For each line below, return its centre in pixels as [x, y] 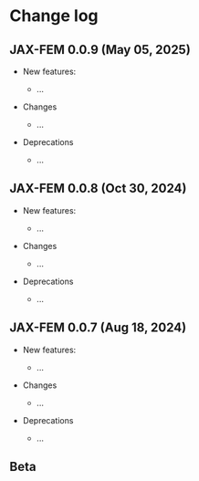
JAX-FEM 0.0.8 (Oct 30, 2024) [98, 188]
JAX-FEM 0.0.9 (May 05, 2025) [100, 50]
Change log [54, 16]
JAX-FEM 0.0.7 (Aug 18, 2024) [98, 328]
